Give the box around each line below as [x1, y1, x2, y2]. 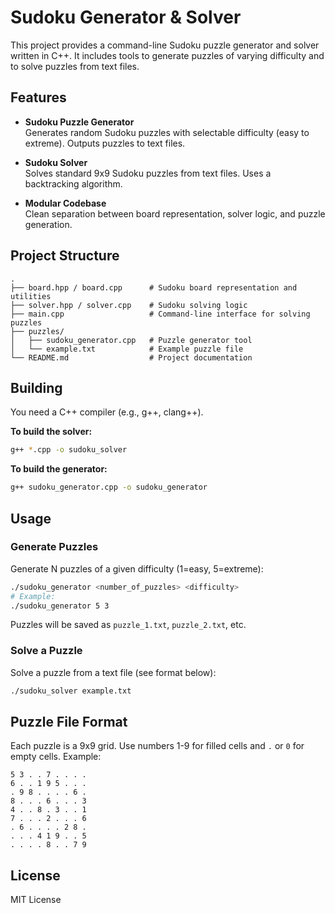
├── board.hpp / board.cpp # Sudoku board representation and [10, 282, 298, 293]
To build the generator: [10, 463, 108, 475]
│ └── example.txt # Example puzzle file [10, 344, 244, 354]
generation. [24, 218, 73, 230]
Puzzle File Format [10, 714, 128, 730]
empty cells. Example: [10, 751, 102, 763]
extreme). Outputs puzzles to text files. [24, 137, 186, 149]
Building [10, 379, 63, 396]
